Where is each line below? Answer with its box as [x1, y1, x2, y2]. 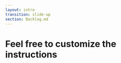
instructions [5, 48, 57, 60]
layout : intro [5, 7, 35, 12]
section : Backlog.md [5, 16, 49, 21]
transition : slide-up [5, 12, 51, 17]
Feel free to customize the [5, 38, 116, 49]
